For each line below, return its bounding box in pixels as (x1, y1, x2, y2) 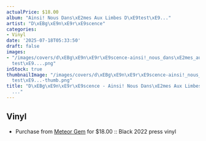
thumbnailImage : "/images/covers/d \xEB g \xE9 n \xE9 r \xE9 (6, 72, 150, 78)
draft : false (6, 44, 40, 50)
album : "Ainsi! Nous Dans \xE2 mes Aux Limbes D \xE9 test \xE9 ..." (6, 15, 172, 21)
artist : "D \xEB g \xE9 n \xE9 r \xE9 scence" (6, 20, 105, 26)
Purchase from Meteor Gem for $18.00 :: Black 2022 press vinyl (15, 128, 177, 135)
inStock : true (6, 66, 43, 72)
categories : (6, 26, 37, 32)
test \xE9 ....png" (12, 60, 56, 66)
